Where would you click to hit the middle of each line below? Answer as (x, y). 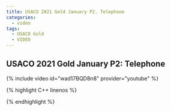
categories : (21, 17)
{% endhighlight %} (31, 101)
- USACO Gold (28, 34)
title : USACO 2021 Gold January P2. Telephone (65, 12)
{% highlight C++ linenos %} (41, 90)
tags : (13, 28)
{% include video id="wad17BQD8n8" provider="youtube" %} (82, 78)
